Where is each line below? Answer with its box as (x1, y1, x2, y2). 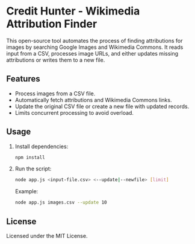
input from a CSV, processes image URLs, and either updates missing (6, 50, 179, 57)
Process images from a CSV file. (14, 89, 96, 97)
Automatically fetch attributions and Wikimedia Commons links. (14, 96, 172, 103)
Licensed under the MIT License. (6, 233, 88, 239)
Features (6, 74, 40, 84)
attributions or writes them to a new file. (6, 56, 105, 63)
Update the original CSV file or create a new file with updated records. (14, 103, 190, 110)
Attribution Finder (6, 17, 97, 31)
